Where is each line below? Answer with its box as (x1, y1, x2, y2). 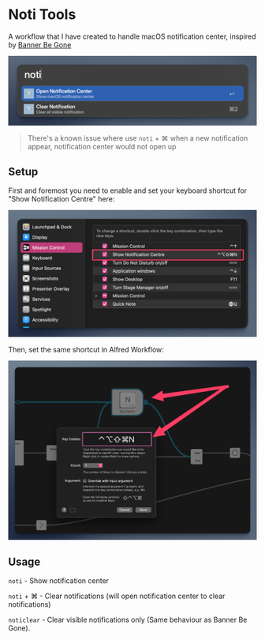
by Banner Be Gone (8, 40, 72, 49)
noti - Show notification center (8, 576, 109, 585)
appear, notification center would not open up (27, 142, 177, 152)
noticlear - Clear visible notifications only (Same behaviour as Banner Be (8, 615, 248, 625)
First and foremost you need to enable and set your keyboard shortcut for (8, 186, 247, 195)
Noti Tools (8, 6, 77, 24)
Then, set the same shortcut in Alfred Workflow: (8, 344, 164, 354)
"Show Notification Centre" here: (8, 194, 115, 204)
